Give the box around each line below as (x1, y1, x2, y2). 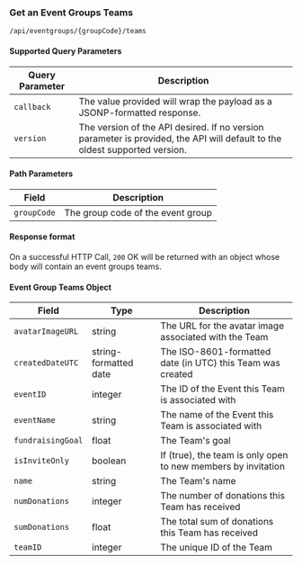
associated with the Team (160, 331, 269, 344)
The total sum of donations (160, 516, 274, 528)
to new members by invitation (160, 461, 286, 473)
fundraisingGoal (13, 435, 84, 446)
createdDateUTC (13, 358, 79, 368)
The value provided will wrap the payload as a (78, 94, 272, 107)
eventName (13, 416, 56, 426)
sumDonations (13, 522, 70, 533)
